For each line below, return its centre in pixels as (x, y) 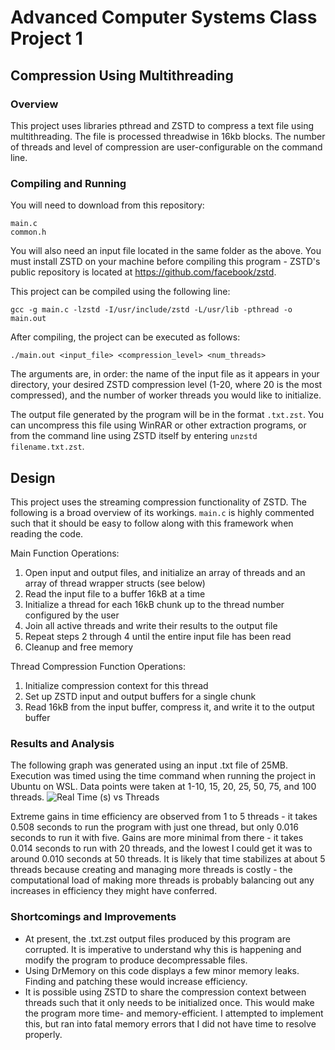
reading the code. (47, 533)
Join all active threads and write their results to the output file (151, 625)
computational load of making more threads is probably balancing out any (162, 880)
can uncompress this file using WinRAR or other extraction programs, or (158, 425)
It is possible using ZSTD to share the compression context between (165, 992)
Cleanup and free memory (79, 647)
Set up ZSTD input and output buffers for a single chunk (140, 696)
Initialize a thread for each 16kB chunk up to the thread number (154, 604)
